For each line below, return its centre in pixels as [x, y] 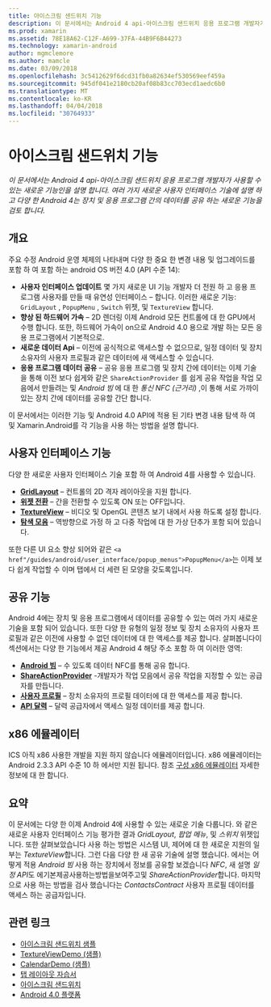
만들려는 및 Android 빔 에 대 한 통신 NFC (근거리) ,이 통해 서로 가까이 [150, 387]
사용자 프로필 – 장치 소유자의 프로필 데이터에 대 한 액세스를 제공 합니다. [131, 696]
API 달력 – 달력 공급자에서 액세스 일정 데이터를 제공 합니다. [113, 706]
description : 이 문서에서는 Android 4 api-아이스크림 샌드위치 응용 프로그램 [124, 23]
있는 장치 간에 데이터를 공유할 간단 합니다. [85, 398]
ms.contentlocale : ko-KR [50, 99]
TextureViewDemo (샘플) [61, 954]
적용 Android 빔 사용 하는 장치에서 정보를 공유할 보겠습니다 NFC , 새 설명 [137, 865]
